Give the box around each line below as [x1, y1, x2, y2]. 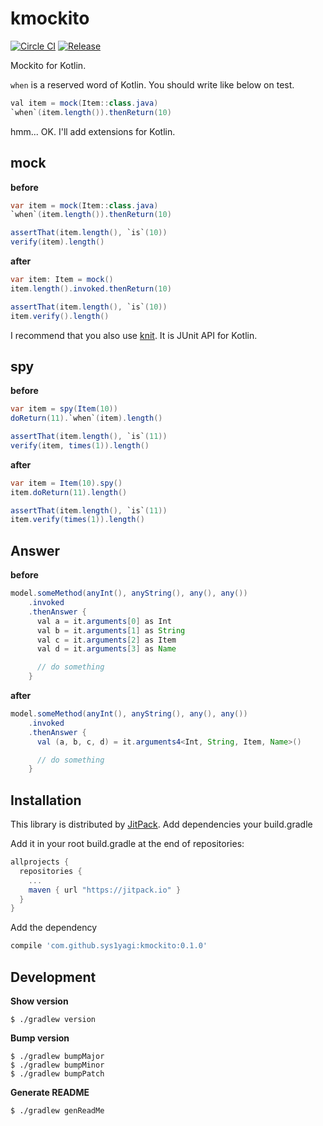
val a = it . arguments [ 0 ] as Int [36, 616, 172, 626]
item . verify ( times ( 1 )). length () [10, 515, 145, 525]
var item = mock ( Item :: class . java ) [10, 200, 159, 211]
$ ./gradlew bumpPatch [10, 1069, 105, 1079]
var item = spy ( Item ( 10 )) [10, 404, 118, 414]
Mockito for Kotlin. [10, 59, 87, 71]
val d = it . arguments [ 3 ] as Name [36, 644, 177, 654]
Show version [10, 995, 69, 1007]
